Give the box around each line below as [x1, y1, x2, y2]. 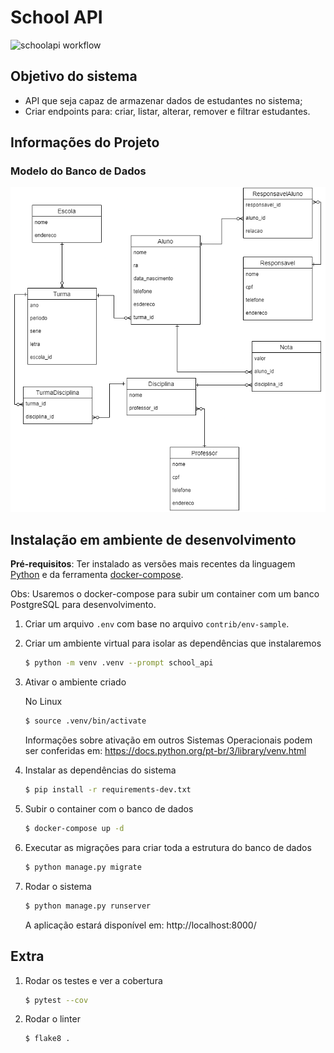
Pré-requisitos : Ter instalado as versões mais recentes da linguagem [10, 558, 296, 570]
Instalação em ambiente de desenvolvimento [10, 532, 297, 549]
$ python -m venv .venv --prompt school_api [24, 658, 214, 668]
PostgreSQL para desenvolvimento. [10, 599, 157, 611]
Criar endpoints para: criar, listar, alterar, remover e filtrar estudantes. [24, 105, 311, 117]
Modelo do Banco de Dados [10, 164, 147, 178]
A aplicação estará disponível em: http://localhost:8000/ [24, 919, 257, 931]
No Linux [24, 696, 63, 708]
